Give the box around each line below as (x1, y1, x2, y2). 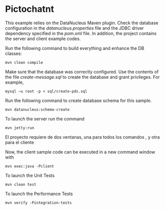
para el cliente (5, 139, 34, 145)
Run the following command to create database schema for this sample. (5, 98, 152, 104)
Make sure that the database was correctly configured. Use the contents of (5, 68, 159, 75)
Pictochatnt (5, 3, 55, 15)
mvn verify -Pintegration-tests (5, 200, 72, 205)
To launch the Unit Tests (5, 172, 55, 178)
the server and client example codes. (5, 36, 81, 42)
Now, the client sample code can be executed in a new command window (5, 149, 155, 155)
